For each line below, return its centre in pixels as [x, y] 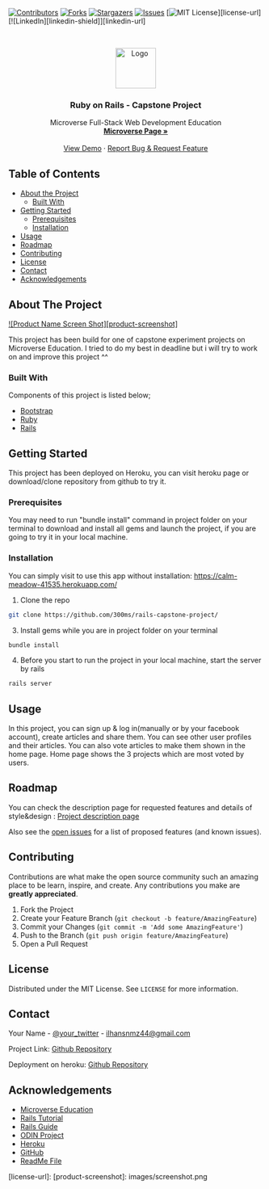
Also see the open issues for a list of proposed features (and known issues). [135, 831]
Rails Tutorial [41, 1118]
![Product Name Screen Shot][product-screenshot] [93, 324]
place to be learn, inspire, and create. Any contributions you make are [124, 885]
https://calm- [216, 576]
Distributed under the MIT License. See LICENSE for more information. [123, 989]
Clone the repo [45, 600]
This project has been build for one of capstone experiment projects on [127, 339]
